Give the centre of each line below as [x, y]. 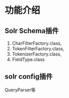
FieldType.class [28, 59]
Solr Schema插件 [32, 31]
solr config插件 [29, 77]
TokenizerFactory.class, [37, 54]
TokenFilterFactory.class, [38, 48]
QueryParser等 [20, 90]
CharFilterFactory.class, [37, 43]
